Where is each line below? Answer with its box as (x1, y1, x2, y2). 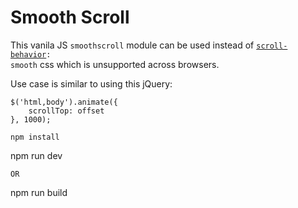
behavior (10, 49, 47, 60)
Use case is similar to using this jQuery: (10, 77, 173, 90)
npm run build (10, 186, 68, 198)
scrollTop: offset (28, 106, 105, 116)
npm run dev (10, 149, 63, 161)
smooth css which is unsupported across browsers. (10, 58, 220, 70)
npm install (10, 132, 60, 142)
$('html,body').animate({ (10, 97, 118, 107)
